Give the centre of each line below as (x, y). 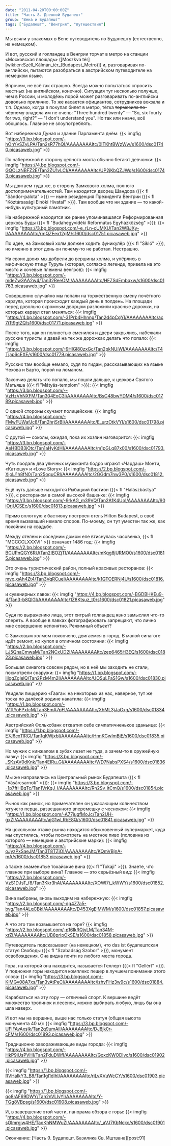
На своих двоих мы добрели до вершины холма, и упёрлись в (73, 259)
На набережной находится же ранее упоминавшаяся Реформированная (84, 217)
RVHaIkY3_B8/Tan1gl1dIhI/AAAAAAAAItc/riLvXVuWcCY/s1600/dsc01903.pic (85, 1076)
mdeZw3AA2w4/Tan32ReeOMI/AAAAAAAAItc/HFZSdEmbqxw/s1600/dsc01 (85, 281)
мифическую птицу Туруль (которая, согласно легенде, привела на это (83, 264)
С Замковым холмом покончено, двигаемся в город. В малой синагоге (83, 636)
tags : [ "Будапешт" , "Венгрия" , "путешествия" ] (55, 24)
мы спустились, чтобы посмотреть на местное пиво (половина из (77, 835)
